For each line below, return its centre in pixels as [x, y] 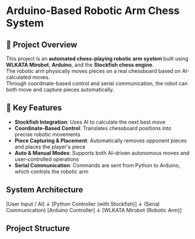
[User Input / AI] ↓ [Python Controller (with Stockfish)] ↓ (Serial [83, 204]
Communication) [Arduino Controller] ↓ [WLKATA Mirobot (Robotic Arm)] [94, 210]
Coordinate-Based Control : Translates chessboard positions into [93, 128]
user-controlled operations [47, 159]
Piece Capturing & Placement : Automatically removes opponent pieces [100, 140]
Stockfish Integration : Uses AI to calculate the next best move [90, 122]
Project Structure [38, 229]
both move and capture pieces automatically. [60, 89]
